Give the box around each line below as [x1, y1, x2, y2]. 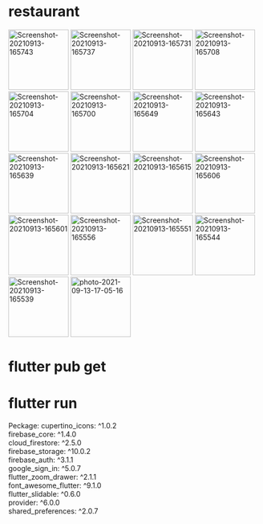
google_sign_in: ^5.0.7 [8, 464, 82, 473]
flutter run [8, 395, 78, 412]
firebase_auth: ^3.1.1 [8, 455, 74, 465]
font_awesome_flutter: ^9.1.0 [8, 481, 102, 490]
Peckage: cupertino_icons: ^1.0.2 [8, 421, 117, 431]
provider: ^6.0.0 [8, 497, 60, 508]
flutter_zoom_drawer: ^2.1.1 [8, 473, 97, 482]
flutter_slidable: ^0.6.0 [8, 489, 81, 499]
